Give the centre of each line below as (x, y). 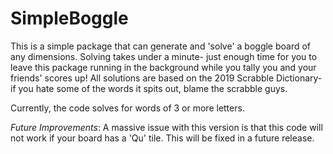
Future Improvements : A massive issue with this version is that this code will (166, 127)
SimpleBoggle (69, 18)
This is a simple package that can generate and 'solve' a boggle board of (161, 46)
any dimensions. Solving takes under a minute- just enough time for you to (164, 56)
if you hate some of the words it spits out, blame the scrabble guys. (149, 88)
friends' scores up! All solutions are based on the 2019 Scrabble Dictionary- (166, 78)
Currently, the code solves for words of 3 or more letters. (127, 108)
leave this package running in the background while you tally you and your (163, 67)
